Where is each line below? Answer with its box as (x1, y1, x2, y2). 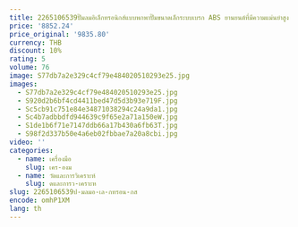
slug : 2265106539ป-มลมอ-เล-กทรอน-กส (9, 188, 138, 197)
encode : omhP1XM (9, 196, 70, 206)
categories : (9, 146, 54, 155)
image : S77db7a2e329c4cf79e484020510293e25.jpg (9, 71, 191, 80)
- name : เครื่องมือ (17, 154, 72, 164)
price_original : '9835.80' (9, 29, 110, 38)
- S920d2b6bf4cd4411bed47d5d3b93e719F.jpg (17, 96, 178, 105)
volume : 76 (9, 63, 50, 72)
